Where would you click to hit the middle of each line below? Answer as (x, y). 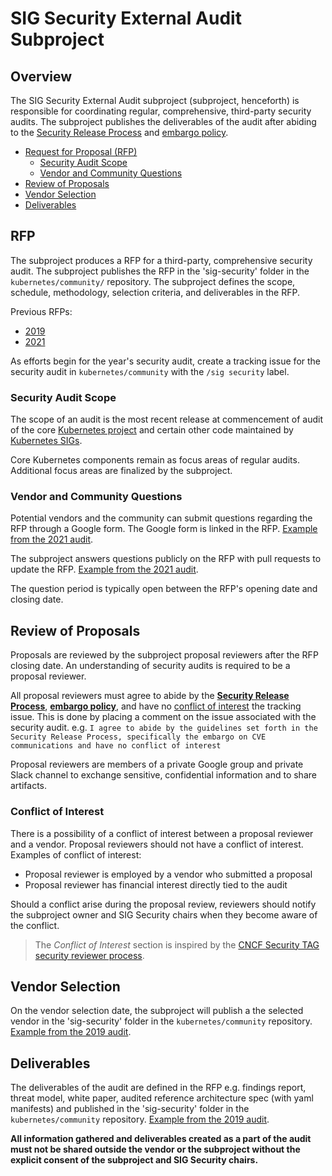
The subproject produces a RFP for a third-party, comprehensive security (161, 260)
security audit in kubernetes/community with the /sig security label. (150, 371)
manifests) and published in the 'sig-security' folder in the (130, 1109)
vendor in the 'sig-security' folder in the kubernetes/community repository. (161, 1021)
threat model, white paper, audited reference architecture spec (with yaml (162, 1098)
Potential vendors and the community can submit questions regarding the (161, 518)
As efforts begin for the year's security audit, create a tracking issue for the (166, 361)
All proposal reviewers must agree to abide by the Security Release (150, 696)
